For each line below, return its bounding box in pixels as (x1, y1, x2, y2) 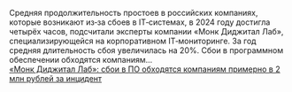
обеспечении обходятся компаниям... (9, 55, 153, 65)
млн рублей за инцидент (9, 73, 103, 83)
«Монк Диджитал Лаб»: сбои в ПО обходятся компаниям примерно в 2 (9, 64, 280, 74)
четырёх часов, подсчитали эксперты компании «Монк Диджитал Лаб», (9, 27, 284, 36)
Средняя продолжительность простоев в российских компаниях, (9, 8, 258, 18)
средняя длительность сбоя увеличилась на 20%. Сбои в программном (9, 45, 284, 56)
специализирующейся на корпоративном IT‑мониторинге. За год (9, 35, 257, 46)
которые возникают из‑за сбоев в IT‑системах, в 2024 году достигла (9, 17, 271, 27)
